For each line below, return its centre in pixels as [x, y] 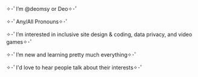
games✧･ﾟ [20, 42]
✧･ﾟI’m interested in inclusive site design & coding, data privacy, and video [99, 34]
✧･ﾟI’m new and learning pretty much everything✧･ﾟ [72, 55]
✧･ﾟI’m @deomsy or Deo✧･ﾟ [42, 9]
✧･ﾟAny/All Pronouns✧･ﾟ [37, 22]
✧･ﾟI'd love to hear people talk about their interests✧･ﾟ [75, 67]
